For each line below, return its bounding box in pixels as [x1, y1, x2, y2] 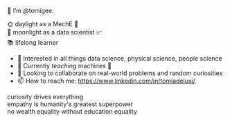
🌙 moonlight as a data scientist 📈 [7, 28, 103, 36]
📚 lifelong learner [7, 39, 59, 46]
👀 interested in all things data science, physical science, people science [17, 54, 223, 62]
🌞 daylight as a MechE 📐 [7, 20, 78, 28]
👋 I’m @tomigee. [7, 7, 54, 14]
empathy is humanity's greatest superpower [7, 100, 134, 108]
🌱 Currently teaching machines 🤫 [17, 62, 112, 70]
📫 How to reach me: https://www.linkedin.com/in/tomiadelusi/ [17, 77, 196, 85]
